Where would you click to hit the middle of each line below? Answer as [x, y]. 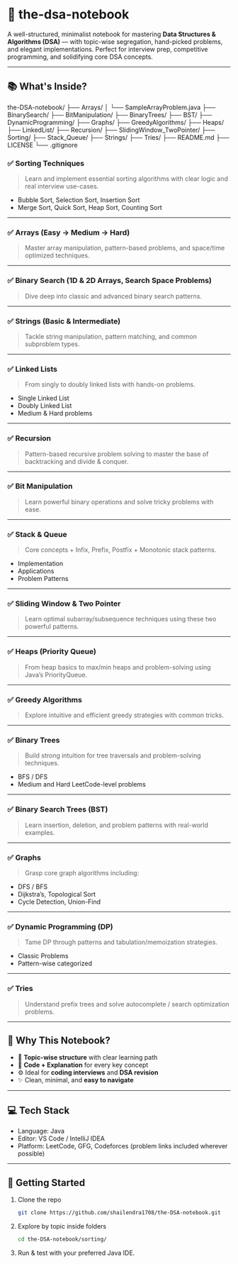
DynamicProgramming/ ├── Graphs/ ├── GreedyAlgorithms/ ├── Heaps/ [116, 122]
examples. [40, 832]
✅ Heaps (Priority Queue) [52, 652]
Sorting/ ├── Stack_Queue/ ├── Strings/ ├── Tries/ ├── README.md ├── [119, 137]
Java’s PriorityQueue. [56, 675]
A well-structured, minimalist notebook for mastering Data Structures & [112, 34]
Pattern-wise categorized [55, 963]
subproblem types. [52, 344]
